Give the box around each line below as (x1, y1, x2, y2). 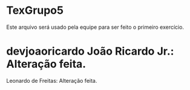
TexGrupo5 (6, 4, 64, 17)
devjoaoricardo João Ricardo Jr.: (6, 44, 174, 58)
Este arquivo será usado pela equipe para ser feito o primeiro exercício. (6, 23, 185, 31)
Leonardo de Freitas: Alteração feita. (6, 77, 97, 84)
